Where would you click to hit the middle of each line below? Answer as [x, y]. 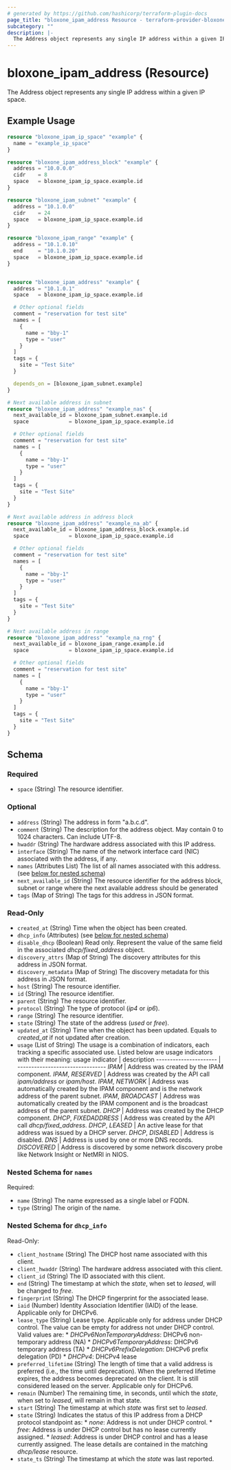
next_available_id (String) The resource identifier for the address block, [120, 880]
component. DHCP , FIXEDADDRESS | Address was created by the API [116, 1118]
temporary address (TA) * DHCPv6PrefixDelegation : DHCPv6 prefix [112, 1349]
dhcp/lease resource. [47, 1451]
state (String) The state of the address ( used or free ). [93, 1023]
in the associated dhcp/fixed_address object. [81, 949]
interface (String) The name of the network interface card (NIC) [108, 851]
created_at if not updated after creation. [74, 1037]
